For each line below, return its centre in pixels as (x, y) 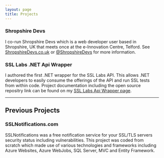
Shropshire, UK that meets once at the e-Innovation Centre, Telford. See (78, 47)
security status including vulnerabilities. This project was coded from (74, 140)
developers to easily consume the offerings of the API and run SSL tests (77, 80)
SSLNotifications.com (32, 124)
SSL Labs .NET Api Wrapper (39, 65)
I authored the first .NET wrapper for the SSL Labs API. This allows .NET (77, 75)
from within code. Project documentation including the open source (73, 86)
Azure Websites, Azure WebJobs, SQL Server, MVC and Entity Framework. (80, 150)
